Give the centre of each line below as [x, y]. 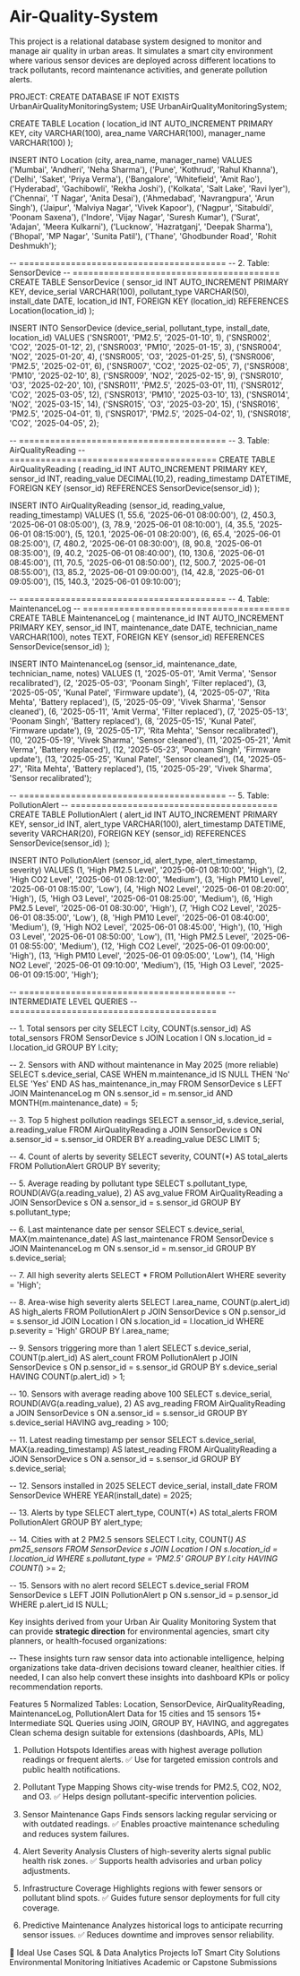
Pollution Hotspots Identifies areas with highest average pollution [142, 1749]
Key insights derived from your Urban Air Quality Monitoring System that [143, 1621]
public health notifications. [71, 1769]
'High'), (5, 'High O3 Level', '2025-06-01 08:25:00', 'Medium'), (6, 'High [141, 898]
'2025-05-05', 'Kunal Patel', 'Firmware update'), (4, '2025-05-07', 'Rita [140, 692]
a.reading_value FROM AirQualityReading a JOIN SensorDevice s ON [136, 1130]
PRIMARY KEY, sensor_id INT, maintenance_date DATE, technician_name [143, 627]
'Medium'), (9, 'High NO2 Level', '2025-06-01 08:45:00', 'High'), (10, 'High [146, 927]
